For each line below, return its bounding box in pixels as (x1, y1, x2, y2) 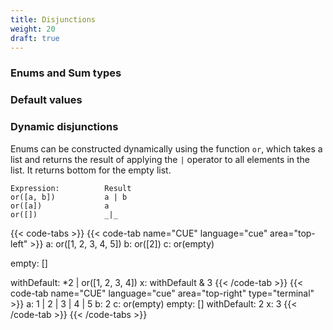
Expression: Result (10, 183, 132, 193)
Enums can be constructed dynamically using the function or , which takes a (10, 142, 323, 155)
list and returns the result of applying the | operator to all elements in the (10, 153, 310, 165)
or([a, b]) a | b (10, 192, 128, 202)
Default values (10, 93, 83, 107)
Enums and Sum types (10, 66, 122, 80)
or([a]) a (10, 201, 110, 211)
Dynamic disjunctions (10, 120, 119, 134)
